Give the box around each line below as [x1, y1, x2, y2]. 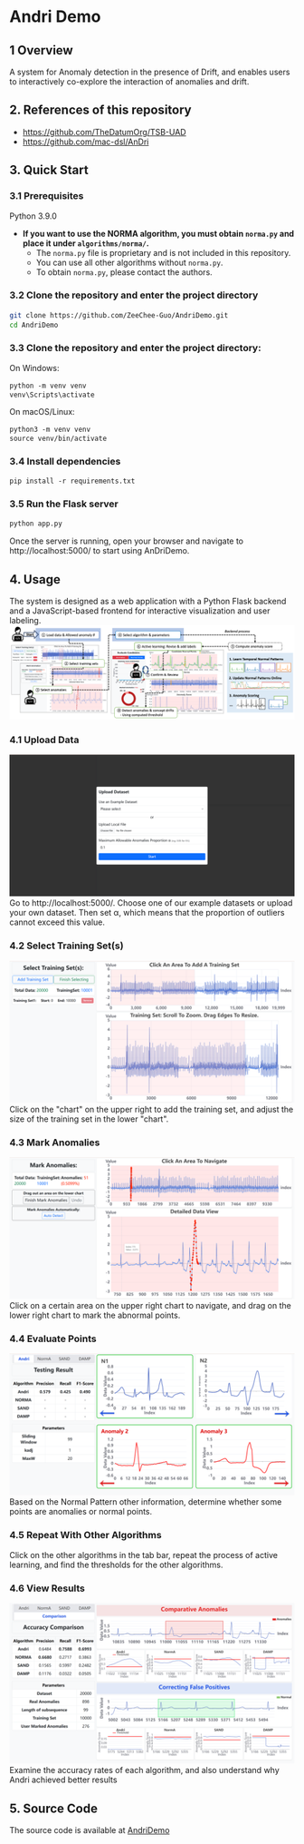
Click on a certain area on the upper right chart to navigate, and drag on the [9, 1300, 291, 1310]
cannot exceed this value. [9, 917, 106, 927]
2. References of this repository [9, 103, 192, 118]
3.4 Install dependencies [9, 455, 121, 467]
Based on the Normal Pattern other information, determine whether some [9, 1496, 282, 1507]
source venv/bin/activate [9, 434, 107, 443]
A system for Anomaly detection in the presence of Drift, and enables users [9, 66, 290, 77]
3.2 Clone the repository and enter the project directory [9, 289, 259, 301]
